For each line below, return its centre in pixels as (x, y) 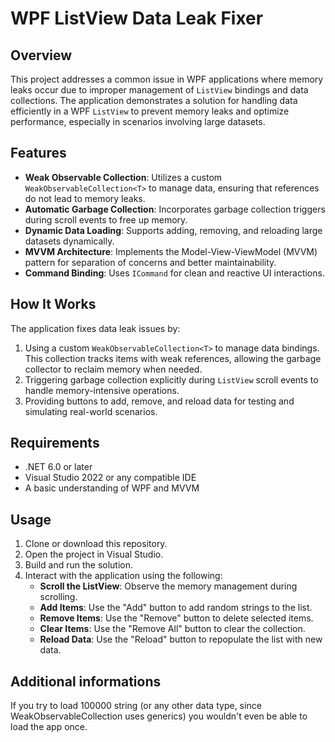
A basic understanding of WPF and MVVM (112, 488)
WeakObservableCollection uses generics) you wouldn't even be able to (159, 716)
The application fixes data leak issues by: (95, 328)
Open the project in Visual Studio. (94, 554)
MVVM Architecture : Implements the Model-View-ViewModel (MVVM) (171, 251)
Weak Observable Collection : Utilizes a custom (123, 177)
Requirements (55, 443)
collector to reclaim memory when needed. (113, 369)
